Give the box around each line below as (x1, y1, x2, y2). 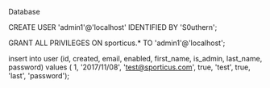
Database (8, 7, 40, 16)
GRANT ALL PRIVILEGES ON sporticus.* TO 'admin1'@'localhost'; (8, 38, 226, 48)
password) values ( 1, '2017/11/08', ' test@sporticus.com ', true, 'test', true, (8, 62, 251, 72)
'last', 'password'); (8, 71, 70, 80)
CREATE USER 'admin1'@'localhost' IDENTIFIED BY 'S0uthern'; (8, 23, 218, 31)
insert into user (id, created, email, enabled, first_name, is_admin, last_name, (8, 54, 263, 63)
